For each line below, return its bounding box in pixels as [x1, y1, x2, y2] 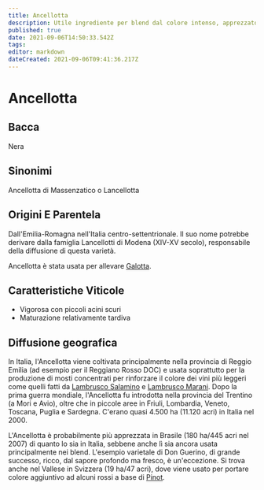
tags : [8, 41, 26, 49]
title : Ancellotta [8, 11, 68, 20]
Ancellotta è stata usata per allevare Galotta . [8, 261, 152, 270]
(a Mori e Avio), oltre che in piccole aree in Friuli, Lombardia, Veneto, [8, 399, 230, 408]
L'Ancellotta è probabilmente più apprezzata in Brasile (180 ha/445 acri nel [8, 431, 249, 440]
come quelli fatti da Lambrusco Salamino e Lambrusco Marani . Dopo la [8, 382, 237, 392]
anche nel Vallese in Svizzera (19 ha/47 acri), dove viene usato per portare [8, 464, 249, 473]
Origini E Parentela [8, 208, 101, 221]
